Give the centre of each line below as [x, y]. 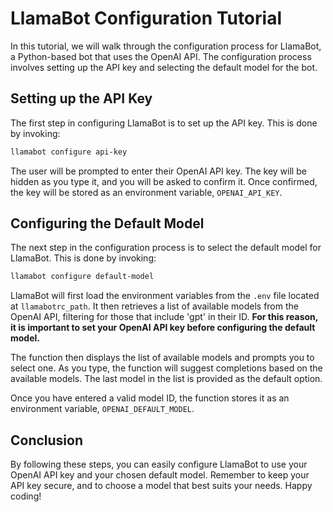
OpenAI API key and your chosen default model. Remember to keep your [160, 475]
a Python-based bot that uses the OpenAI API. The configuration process [161, 56]
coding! [26, 496]
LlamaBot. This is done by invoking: [83, 258]
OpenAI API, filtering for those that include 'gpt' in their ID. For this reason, [164, 317]
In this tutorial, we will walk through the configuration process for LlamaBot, [166, 46]
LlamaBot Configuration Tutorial [146, 18]
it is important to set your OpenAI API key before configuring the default [163, 328]
